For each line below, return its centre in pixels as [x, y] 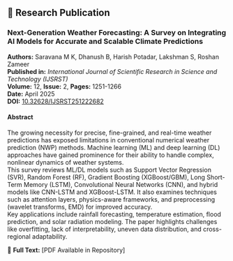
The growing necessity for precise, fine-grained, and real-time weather [110, 133]
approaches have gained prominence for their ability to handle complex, [111, 155]
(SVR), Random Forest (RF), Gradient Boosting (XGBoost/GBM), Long [106, 177]
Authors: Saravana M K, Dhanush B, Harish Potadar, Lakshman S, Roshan [113, 57]
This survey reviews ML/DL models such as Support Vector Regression [109, 170]
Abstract [20, 117]
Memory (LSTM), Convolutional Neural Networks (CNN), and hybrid [121, 184]
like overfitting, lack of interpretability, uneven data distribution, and [104, 229]
